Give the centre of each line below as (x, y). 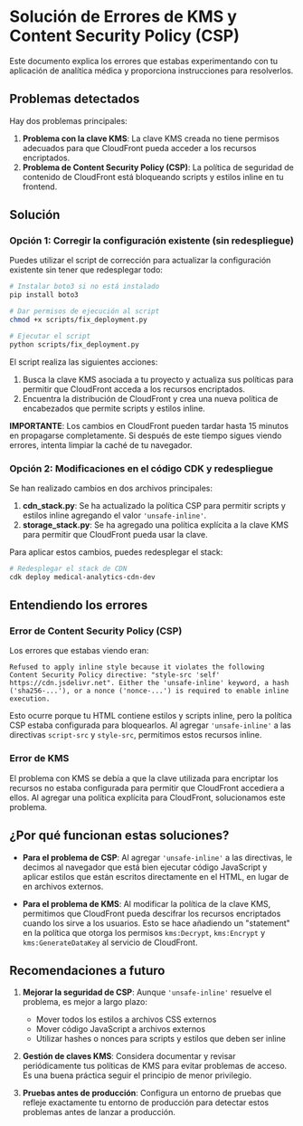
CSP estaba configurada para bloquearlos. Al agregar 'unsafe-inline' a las (150, 725)
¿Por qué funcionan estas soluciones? (119, 836)
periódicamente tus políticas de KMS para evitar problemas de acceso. (155, 1066)
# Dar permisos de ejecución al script (85, 311)
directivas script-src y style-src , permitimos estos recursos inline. (136, 735)
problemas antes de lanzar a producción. (99, 1112)
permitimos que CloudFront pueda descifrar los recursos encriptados (151, 913)
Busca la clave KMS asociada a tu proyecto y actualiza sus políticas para (158, 379)
